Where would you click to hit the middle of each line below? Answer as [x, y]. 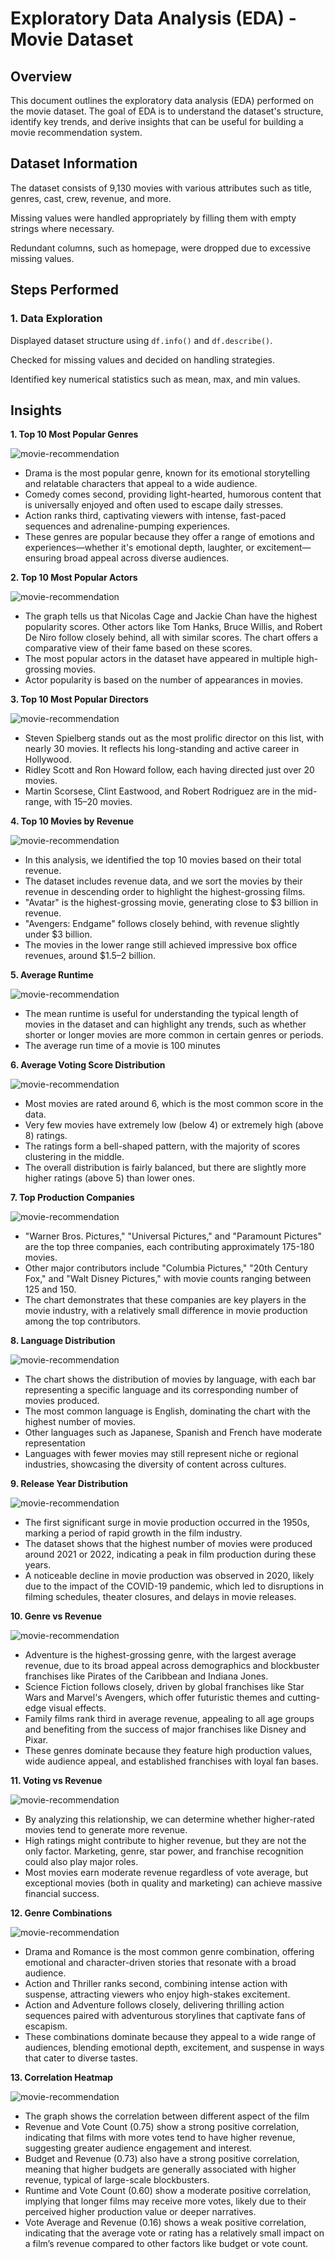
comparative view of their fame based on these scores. [138, 648]
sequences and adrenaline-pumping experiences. [127, 526]
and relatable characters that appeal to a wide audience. [141, 484]
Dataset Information [74, 163]
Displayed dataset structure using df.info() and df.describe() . [141, 340]
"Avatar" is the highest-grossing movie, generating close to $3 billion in [171, 903]
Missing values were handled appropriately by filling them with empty [153, 218]
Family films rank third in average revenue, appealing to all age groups [169, 1719]
